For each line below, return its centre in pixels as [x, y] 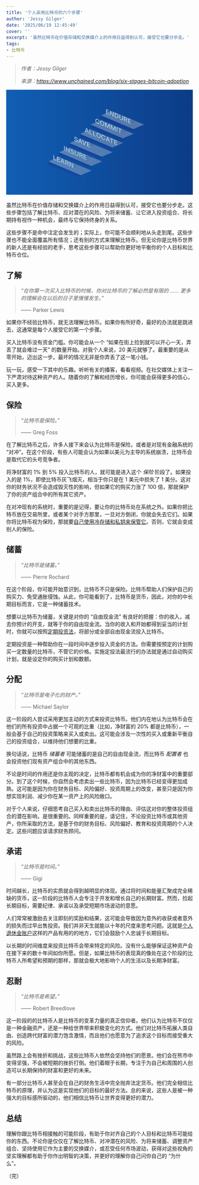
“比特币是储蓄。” [40, 565]
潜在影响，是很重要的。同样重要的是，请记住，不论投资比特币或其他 [99, 816]
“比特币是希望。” [40, 996]
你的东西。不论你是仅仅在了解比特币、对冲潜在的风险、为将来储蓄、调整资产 [99, 1141]
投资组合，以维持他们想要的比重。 [58, 741]
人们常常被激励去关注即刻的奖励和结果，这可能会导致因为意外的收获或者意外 [99, 918]
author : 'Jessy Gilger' [36, 19]
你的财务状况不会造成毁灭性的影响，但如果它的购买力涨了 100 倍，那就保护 [98, 487]
